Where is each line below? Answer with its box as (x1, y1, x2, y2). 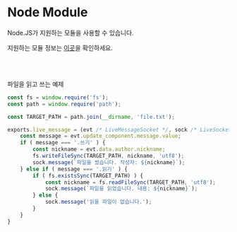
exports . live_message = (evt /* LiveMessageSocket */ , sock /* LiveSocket (7, 126, 232, 133)
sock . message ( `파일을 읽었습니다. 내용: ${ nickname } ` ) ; (44, 185, 198, 192)
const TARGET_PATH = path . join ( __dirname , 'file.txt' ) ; (7, 113, 175, 120)
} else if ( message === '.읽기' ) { (20, 166, 128, 173)
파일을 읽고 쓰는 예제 (7, 79, 64, 88)
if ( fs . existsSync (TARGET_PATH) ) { (32, 172, 143, 179)
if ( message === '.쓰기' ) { (20, 139, 106, 146)
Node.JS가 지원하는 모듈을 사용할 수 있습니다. (7, 28, 134, 37)
